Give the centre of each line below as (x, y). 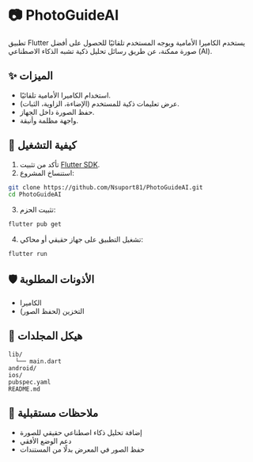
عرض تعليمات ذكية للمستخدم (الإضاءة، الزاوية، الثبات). (100, 103)
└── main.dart (38, 361)
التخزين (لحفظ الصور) (52, 311)
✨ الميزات (31, 76)
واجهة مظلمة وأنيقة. (49, 120)
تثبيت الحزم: (38, 210)
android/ (23, 368)
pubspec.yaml (30, 382)
